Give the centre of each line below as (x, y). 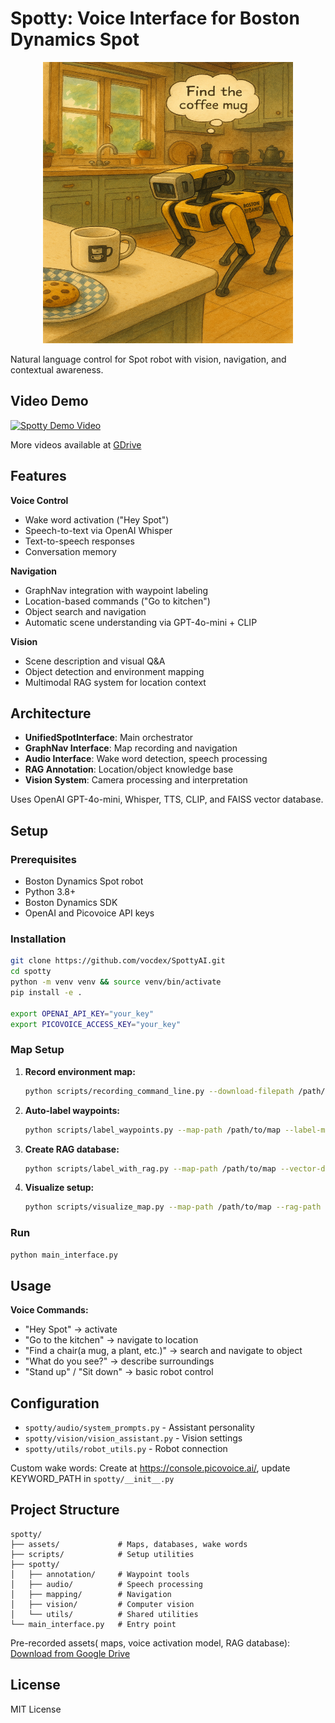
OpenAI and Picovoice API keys (89, 913)
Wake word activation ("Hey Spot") (97, 519)
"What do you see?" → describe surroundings (119, 1361)
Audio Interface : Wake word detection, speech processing (146, 759)
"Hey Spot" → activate (71, 1329)
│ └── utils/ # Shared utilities (104, 1614)
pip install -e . (46, 992)
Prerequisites (43, 859)
